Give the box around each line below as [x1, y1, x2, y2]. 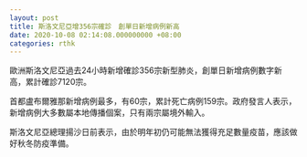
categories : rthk [9, 38, 76, 48]
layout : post [9, 13, 59, 23]
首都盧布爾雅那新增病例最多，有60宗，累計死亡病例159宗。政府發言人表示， [9, 96, 297, 107]
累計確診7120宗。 [25, 77, 91, 88]
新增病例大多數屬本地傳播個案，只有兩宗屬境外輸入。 [9, 107, 210, 119]
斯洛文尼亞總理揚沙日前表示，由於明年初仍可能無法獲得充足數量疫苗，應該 [9, 127, 290, 138]
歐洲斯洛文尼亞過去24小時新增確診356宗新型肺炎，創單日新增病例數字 [9, 65, 274, 76]
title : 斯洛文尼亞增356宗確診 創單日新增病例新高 [9, 22, 180, 31]
